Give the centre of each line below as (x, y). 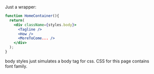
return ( (17, 20)
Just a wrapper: (21, 7)
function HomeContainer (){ (32, 16)
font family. (16, 66)
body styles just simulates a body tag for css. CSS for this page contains (77, 61)
